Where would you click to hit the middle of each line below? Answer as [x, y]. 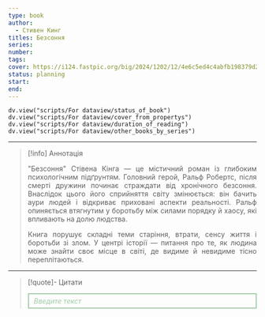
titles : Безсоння [37, 38]
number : [21, 52]
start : [19, 81]
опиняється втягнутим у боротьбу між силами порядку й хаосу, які [142, 211]
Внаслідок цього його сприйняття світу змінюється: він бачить [142, 194]
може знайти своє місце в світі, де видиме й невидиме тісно [142, 251]
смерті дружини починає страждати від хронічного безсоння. [142, 186]
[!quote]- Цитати [55, 282]
